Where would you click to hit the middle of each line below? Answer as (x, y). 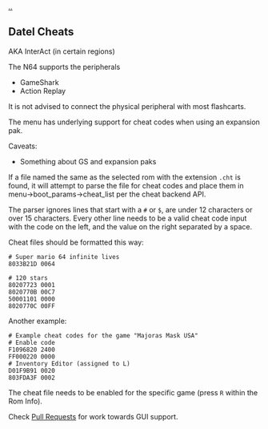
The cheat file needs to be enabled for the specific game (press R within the (133, 392)
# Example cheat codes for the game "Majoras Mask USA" (103, 335)
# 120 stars (28, 278)
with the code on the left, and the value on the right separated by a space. (130, 226)
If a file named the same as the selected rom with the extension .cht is (125, 177)
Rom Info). (25, 401)
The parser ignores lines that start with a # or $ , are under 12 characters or (130, 209)
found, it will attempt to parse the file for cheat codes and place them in (126, 185)
